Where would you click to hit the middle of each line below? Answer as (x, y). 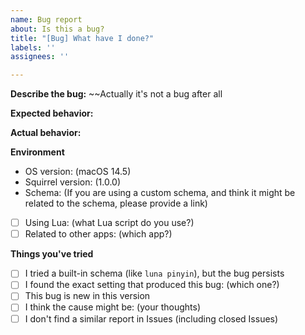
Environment (37, 152)
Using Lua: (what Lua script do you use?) (109, 223)
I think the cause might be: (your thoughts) (112, 307)
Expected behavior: (52, 113)
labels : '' (33, 47)
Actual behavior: (46, 133)
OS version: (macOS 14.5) (78, 172)
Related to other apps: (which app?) (98, 234)
